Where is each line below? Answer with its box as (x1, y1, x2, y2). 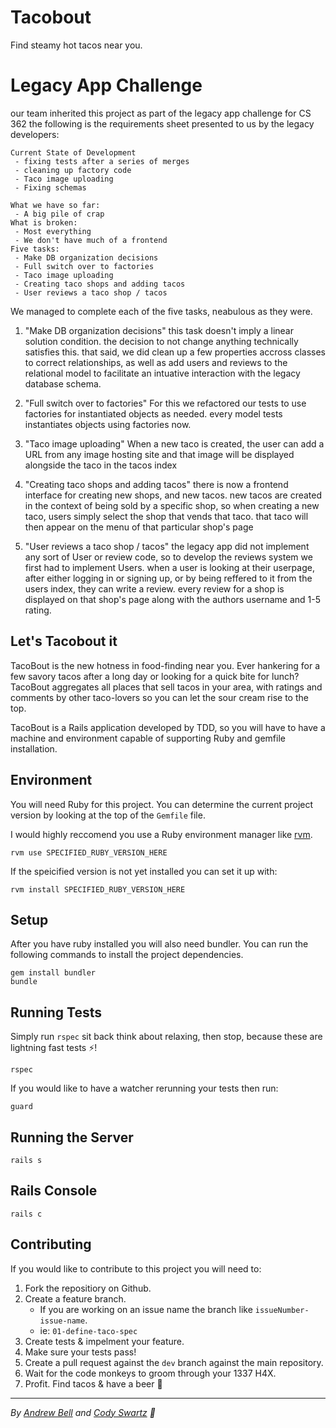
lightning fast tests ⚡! (10, 1042, 98, 1054)
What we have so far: (10, 200, 101, 210)
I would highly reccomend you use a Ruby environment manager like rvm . (10, 828, 313, 840)
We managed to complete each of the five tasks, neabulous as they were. (10, 305, 313, 317)
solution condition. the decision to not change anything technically (24, 335, 299, 347)
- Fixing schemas (14, 182, 87, 193)
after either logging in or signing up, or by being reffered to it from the (24, 572, 313, 584)
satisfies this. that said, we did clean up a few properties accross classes (24, 346, 326, 358)
